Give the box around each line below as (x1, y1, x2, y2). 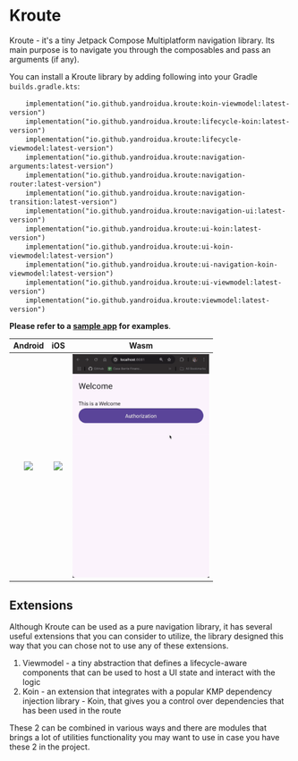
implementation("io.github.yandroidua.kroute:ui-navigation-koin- (25, 260, 278, 269)
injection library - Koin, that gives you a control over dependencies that (21, 696, 285, 706)
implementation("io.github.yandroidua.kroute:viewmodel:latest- (25, 296, 270, 305)
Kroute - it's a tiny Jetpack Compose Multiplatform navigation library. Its (9, 35, 276, 46)
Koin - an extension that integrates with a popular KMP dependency (21, 686, 273, 697)
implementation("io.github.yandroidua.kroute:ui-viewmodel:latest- (25, 278, 282, 287)
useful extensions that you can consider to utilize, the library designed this (9, 631, 284, 641)
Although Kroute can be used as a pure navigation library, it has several (9, 621, 273, 631)
